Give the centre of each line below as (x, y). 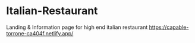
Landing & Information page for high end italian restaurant (77, 27)
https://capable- (169, 27)
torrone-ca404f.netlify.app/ (40, 33)
